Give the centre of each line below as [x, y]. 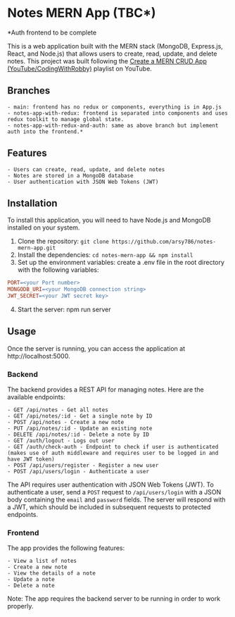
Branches [29, 91]
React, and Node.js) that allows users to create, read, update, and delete [112, 54]
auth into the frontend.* [45, 132]
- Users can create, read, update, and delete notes [86, 169]
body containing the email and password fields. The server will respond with [117, 500]
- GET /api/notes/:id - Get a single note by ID [80, 416]
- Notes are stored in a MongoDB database [70, 175]
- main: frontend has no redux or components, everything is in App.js [114, 107]
